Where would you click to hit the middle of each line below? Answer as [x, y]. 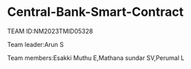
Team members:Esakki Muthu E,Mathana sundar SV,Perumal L [96, 58]
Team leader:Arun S [36, 44]
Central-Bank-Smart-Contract [95, 12]
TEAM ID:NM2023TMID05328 [50, 31]
